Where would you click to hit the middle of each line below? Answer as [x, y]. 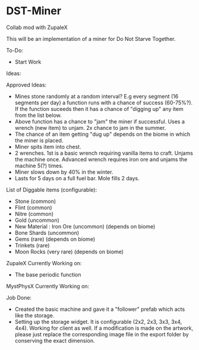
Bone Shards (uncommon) [47, 233]
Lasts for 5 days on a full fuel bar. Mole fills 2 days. [77, 178]
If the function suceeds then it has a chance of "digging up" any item [99, 109]
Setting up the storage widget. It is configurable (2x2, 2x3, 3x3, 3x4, [98, 322]
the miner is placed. [39, 140]
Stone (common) [35, 201]
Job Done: [19, 297]
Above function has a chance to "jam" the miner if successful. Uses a [100, 121]
